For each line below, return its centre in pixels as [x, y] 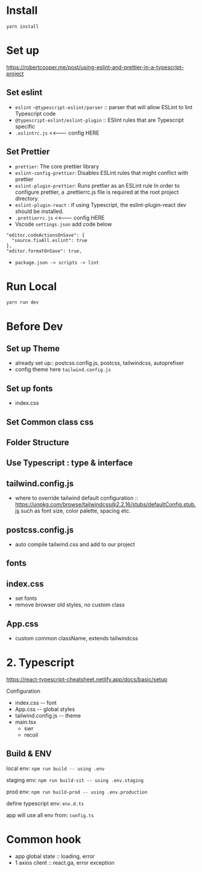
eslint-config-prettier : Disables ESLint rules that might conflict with [102, 173]
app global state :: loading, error [55, 856]
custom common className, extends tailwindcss [77, 638]
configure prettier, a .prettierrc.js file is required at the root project [97, 192]
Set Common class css [50, 422]
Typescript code [35, 113]
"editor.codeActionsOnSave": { [46, 235]
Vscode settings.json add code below [64, 224]
